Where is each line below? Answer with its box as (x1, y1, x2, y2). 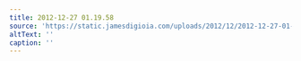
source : (9, 22, 39, 30)
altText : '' (9, 30, 54, 39)
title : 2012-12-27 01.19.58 (9, 13, 115, 22)
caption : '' (9, 38, 54, 48)
